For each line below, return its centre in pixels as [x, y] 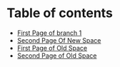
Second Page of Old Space [57, 56]
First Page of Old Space [52, 48]
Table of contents [60, 13]
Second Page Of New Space [59, 40]
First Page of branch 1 [49, 33]
